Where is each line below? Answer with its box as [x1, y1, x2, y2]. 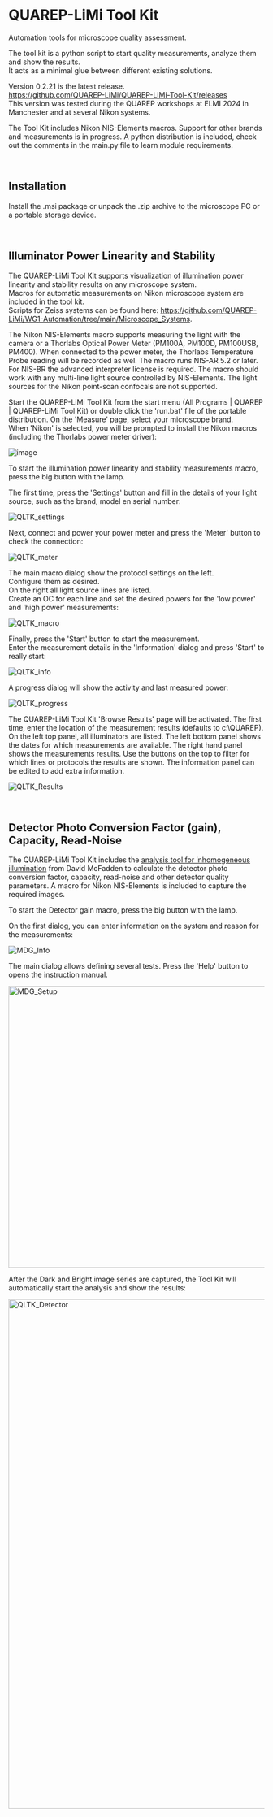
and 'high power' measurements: [8, 602, 119, 612]
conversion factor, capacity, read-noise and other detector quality [8, 872, 229, 882]
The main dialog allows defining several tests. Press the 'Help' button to [8, 961, 249, 971]
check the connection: [8, 536, 84, 546]
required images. [8, 890, 65, 900]
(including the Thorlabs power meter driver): [8, 431, 157, 441]
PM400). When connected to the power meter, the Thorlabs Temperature [8, 347, 254, 357]
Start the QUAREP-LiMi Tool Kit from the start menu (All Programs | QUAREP [8, 397, 264, 407]
